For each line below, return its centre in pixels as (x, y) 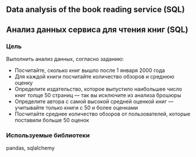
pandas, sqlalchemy (30, 148)
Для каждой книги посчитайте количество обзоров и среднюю (94, 77)
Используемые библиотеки (48, 135)
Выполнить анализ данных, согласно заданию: (65, 59)
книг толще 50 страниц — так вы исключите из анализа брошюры (98, 95)
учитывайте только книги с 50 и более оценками (76, 108)
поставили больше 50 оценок (52, 120)
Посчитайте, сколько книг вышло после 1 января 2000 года (90, 70)
